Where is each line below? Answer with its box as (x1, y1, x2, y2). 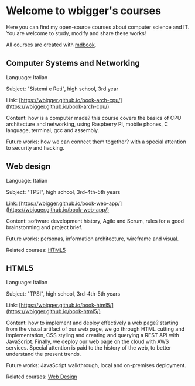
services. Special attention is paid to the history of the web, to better (6, 344, 172, 351)
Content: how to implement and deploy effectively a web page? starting (6, 319, 179, 327)
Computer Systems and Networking (6, 58, 141, 68)
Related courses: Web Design (6, 373, 77, 380)
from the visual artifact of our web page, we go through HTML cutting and (6, 325, 184, 333)
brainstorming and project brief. (6, 223, 83, 230)
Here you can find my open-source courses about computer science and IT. (6, 24, 190, 31)
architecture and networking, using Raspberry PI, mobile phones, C (6, 120, 169, 127)
